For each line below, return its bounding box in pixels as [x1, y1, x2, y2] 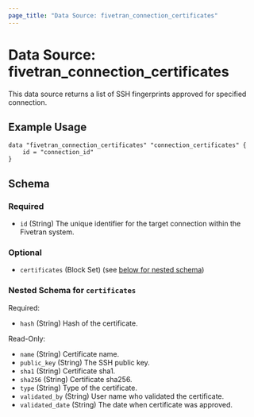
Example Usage [8, 120, 87, 133]
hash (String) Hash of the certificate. [19, 319, 138, 328]
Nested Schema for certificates [8, 285, 137, 296]
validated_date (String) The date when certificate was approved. [19, 400, 233, 409]
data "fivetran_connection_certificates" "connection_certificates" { [8, 141, 247, 149]
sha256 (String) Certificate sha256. [19, 374, 133, 384]
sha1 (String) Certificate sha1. [19, 366, 116, 376]
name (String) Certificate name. [19, 349, 120, 358]
